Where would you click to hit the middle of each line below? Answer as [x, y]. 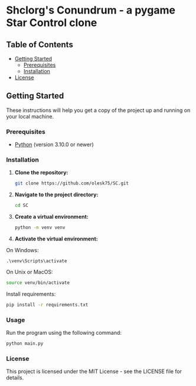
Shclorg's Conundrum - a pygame [91, 10]
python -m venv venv [40, 227]
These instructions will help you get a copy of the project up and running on [98, 110]
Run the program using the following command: [64, 333]
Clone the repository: [41, 173]
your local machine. [30, 116]
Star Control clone [52, 23]
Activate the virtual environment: [56, 239]
